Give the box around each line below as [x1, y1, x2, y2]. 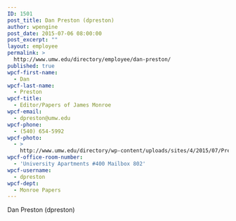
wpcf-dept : [7, 180, 39, 187]
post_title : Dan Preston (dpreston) [7, 17, 114, 24]
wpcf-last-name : [7, 82, 55, 89]
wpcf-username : [7, 166, 52, 174]
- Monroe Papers [13, 187, 61, 194]
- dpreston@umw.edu [13, 114, 71, 121]
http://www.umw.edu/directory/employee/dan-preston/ [13, 56, 171, 63]
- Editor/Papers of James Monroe [13, 102, 112, 109]
